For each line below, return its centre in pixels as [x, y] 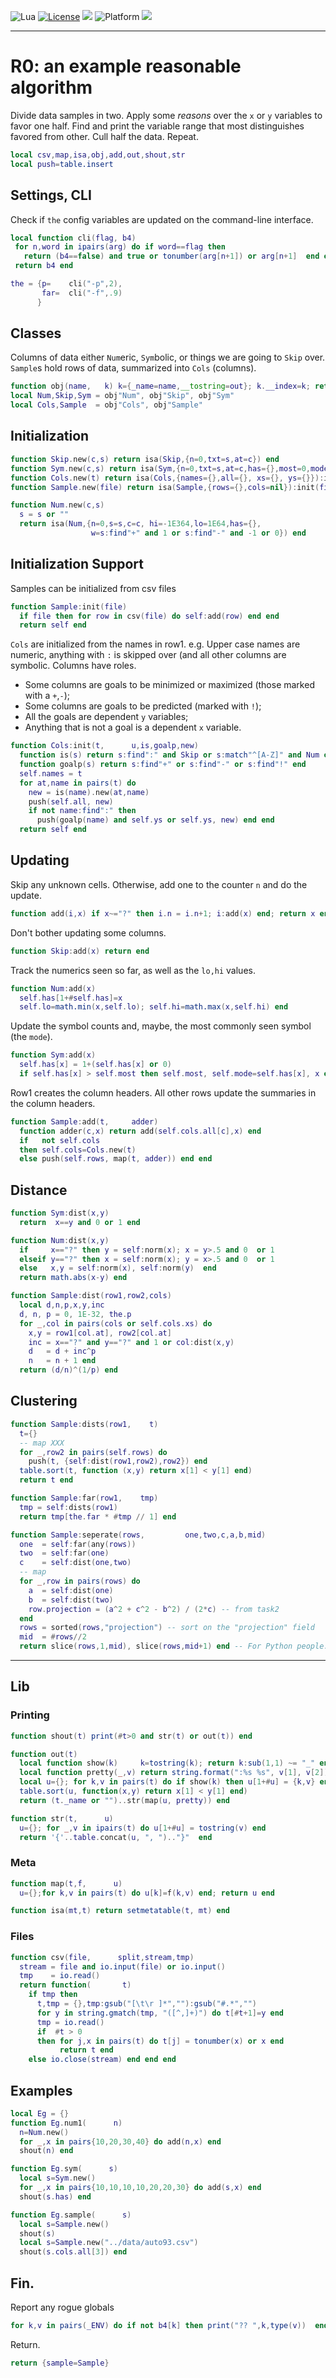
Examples [41, 2090]
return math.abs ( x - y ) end [73, 1278]
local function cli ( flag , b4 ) [73, 238]
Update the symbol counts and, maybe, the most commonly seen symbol [161, 1026]
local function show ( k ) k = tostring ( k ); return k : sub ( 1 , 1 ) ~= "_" [167, 1763]
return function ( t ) [75, 1985]
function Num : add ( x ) [53, 988]
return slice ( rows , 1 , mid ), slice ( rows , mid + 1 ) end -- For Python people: [174, 1646]
